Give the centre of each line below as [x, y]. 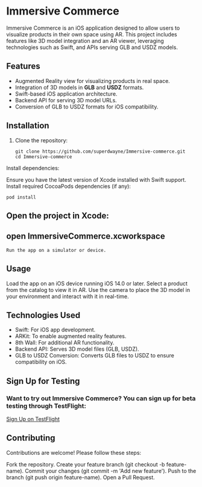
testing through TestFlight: [46, 406]
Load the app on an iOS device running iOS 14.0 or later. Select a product [97, 283]
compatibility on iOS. [41, 362]
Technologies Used [43, 315]
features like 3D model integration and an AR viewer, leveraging [85, 41]
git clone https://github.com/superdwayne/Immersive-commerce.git [100, 151]
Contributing [31, 438]
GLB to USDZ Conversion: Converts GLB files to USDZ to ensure [95, 356]
